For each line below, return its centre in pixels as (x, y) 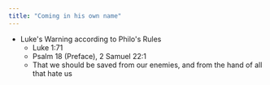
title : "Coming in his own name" (65, 16)
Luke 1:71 (48, 47)
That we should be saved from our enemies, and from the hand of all (147, 65)
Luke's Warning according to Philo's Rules (91, 39)
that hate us (52, 73)
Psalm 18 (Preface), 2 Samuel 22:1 (89, 56)
